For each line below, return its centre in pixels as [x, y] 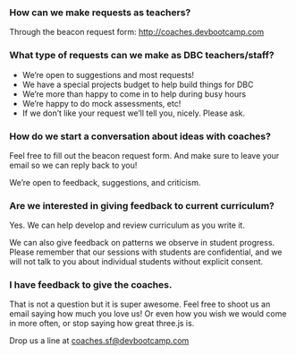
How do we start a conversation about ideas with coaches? [140, 136]
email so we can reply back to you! [73, 165]
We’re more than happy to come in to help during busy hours [134, 94]
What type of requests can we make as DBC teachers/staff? [142, 56]
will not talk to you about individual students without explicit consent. [136, 262]
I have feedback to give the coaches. [91, 285]
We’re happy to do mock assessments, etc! [101, 103]
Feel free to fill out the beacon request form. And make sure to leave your [144, 155]
